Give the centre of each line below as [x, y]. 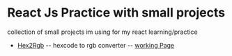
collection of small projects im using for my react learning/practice [102, 32]
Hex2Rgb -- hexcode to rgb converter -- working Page [96, 45]
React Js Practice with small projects [116, 13]
